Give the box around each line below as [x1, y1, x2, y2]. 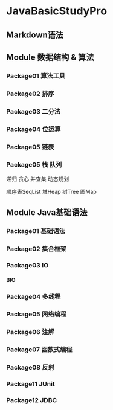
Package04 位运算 [6, 125, 61, 133]
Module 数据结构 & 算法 [6, 52, 94, 62]
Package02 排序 [6, 89, 54, 98]
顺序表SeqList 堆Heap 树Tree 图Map [6, 188, 97, 195]
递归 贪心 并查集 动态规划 [6, 175, 69, 182]
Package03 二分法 [6, 107, 61, 115]
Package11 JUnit [6, 380, 56, 388]
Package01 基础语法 [6, 227, 65, 235]
